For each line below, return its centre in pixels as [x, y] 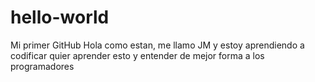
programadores [42, 66]
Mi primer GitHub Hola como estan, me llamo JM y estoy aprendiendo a [157, 45]
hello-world [60, 17]
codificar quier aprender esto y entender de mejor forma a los [137, 55]
